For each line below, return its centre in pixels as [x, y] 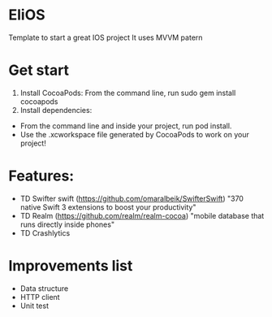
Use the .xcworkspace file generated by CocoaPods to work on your [134, 134]
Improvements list [71, 266]
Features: [41, 176]
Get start [39, 70]
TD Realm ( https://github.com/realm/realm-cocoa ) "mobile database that [142, 215]
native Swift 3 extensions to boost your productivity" [108, 207]
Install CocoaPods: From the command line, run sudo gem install [128, 93]
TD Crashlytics [45, 232]
